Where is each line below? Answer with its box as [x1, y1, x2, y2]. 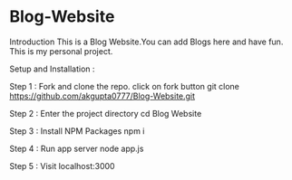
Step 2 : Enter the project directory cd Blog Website [9, 108, 202, 118]
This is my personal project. [9, 45, 113, 56]
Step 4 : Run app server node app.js [9, 143, 144, 154]
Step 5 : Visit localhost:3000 [9, 160, 115, 171]
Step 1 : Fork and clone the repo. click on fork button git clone [9, 81, 240, 91]
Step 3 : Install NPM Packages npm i [9, 125, 145, 137]
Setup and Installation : [9, 63, 95, 74]
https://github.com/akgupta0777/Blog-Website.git [9, 90, 196, 101]
